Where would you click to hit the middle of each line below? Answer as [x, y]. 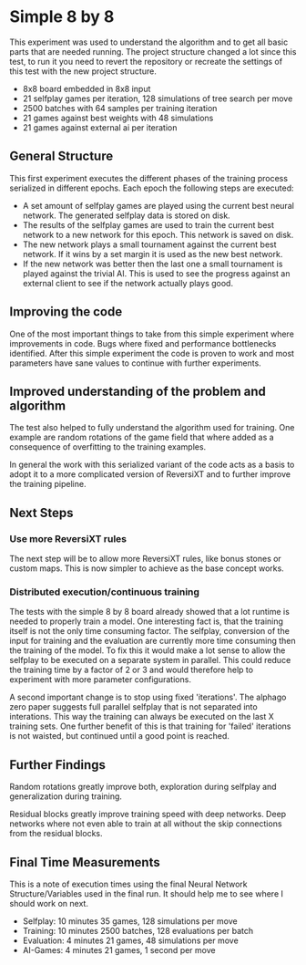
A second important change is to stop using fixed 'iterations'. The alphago [148, 697]
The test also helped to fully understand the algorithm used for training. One [152, 428]
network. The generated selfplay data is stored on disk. [126, 215]
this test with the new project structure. [83, 71]
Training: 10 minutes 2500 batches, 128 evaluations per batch [138, 930]
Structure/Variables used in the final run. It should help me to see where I [147, 893]
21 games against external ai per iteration [100, 127]
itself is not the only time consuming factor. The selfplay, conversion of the [149, 631]
